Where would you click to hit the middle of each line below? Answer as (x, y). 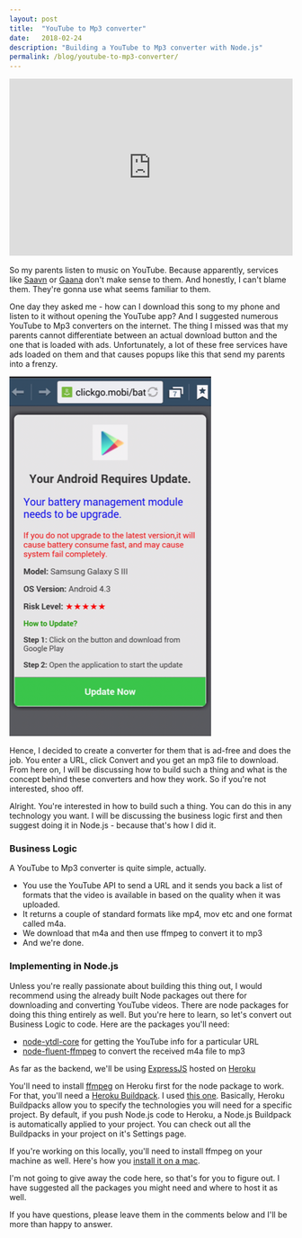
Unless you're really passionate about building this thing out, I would (136, 985)
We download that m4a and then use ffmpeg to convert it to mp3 (142, 933)
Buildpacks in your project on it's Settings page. (98, 1134)
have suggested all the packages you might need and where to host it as (144, 1188)
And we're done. (53, 943)
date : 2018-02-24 (46, 38)
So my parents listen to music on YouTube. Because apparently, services (144, 271)
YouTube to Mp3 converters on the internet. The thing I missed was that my (149, 326)
